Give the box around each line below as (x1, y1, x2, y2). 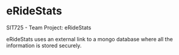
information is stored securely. (6, 42, 82, 49)
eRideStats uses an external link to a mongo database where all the (6, 35, 173, 42)
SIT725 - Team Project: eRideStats (6, 24, 92, 31)
